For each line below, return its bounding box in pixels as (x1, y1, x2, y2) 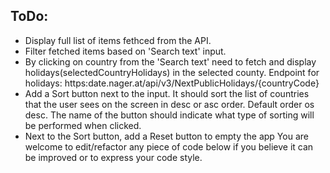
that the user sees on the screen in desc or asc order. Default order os (24, 98, 315, 110)
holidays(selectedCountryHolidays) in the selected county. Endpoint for (24, 66, 320, 78)
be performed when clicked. (24, 119, 142, 131)
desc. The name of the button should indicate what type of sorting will (24, 109, 315, 121)
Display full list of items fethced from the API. (24, 34, 212, 46)
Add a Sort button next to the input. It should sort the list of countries (24, 87, 310, 99)
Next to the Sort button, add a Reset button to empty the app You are (24, 130, 309, 142)
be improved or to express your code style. (24, 151, 203, 163)
